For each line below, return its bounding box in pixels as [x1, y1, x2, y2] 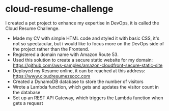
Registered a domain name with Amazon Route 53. [12, 51, 119, 58]
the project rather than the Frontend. [12, 46, 90, 52]
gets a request [12, 100, 43, 106]
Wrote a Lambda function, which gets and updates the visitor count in [12, 84, 159, 90]
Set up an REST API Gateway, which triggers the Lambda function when [12, 95, 163, 101]
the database [12, 89, 41, 95]
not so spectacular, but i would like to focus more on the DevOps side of [12, 40, 164, 46]
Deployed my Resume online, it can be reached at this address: [12, 67, 146, 74]
